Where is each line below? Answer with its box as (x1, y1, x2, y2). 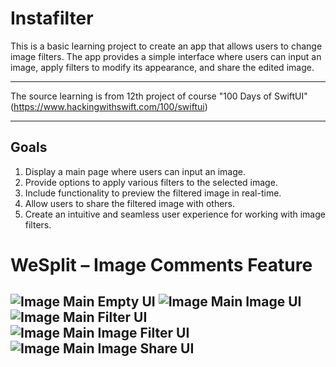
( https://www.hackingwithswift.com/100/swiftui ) (10, 100, 208, 112)
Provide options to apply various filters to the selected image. (24, 176, 278, 188)
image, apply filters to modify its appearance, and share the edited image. (10, 61, 315, 73)
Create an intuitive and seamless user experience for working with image (24, 208, 326, 220)
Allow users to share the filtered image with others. (24, 197, 236, 209)
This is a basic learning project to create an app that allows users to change (10, 40, 323, 52)
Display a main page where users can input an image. (24, 165, 246, 177)
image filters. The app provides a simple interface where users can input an (10, 50, 322, 62)
